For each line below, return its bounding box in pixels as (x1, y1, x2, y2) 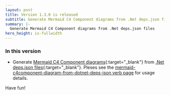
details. (12, 75, 28, 81)
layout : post (5, 7, 33, 13)
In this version (5, 47, 41, 55)
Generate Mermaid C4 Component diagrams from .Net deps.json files (10, 26, 155, 31)
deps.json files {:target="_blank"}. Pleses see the (12, 64, 114, 71)
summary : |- (5, 21, 30, 27)
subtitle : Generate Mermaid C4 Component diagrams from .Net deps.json (5, 17, 159, 22)
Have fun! (5, 85, 26, 91)
